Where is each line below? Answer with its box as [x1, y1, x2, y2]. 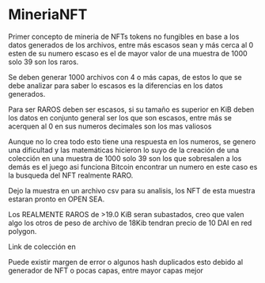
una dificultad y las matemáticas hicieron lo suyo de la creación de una [8, 145, 240, 155]
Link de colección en [8, 242, 77, 251]
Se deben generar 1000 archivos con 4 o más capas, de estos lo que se [8, 72, 243, 82]
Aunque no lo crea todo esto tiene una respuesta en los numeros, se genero [8, 136, 256, 146]
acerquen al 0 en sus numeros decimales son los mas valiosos [8, 121, 212, 131]
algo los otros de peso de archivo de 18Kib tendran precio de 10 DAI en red [8, 218, 252, 228]
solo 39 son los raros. [8, 57, 79, 67]
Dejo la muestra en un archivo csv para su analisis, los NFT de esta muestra [8, 185, 256, 195]
